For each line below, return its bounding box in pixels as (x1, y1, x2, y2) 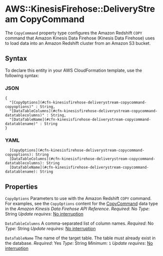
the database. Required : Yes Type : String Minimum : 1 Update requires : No (5, 240, 153, 246)
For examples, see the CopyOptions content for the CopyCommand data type (5, 201, 158, 207)
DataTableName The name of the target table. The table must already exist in (5, 235, 156, 241)
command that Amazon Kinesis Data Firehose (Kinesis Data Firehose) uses (5, 35, 155, 41)
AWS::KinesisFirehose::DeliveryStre (5, 3, 155, 15)
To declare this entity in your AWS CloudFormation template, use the (5, 67, 142, 73)
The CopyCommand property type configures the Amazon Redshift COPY (5, 30, 143, 36)
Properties (5, 182, 38, 191)
